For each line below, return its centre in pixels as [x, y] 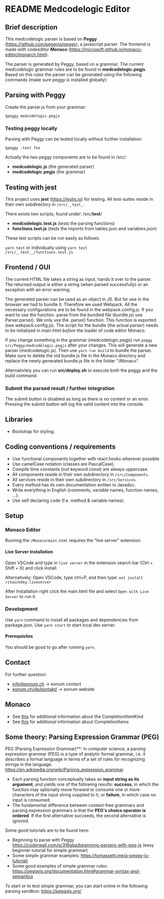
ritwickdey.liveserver [28, 582]
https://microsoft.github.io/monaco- [106, 49]
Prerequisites [19, 636]
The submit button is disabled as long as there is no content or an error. [77, 399]
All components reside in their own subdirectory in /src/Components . [81, 474]
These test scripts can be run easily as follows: [53, 238]
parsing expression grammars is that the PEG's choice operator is [79, 811]
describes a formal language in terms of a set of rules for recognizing [75, 759]
